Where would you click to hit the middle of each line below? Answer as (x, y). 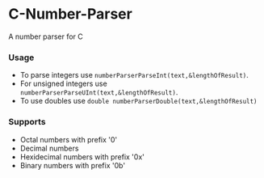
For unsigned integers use (63, 84)
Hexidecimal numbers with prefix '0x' (82, 157)
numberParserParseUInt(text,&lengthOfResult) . (99, 92)
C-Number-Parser (71, 14)
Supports (27, 122)
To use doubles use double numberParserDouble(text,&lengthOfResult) (138, 101)
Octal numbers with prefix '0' (69, 139)
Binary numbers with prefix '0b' (73, 165)
